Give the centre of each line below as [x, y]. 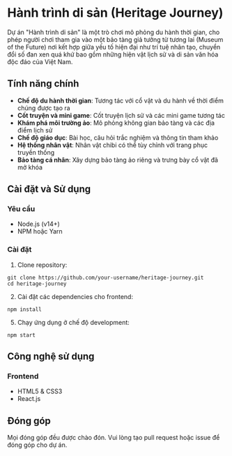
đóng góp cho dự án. [37, 445]
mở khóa [30, 167]
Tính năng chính [43, 84]
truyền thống [36, 152]
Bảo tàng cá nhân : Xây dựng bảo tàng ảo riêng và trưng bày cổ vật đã [117, 160]
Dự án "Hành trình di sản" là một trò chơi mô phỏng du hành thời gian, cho [114, 32]
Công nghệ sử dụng [51, 357]
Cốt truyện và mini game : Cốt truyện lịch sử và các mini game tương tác [121, 115]
